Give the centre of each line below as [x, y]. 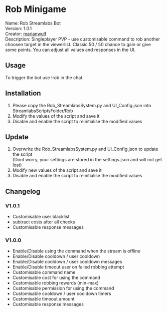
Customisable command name [44, 272]
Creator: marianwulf [26, 34]
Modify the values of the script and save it [56, 116]
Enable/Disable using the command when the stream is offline [76, 251]
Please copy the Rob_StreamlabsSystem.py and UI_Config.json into [82, 105]
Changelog [23, 191]
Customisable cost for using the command [56, 278]
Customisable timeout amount [43, 299]
